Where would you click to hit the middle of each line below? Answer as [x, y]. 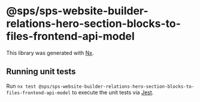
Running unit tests [41, 72]
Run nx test [21, 86]
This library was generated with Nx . [50, 52]
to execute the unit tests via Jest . [113, 92]
